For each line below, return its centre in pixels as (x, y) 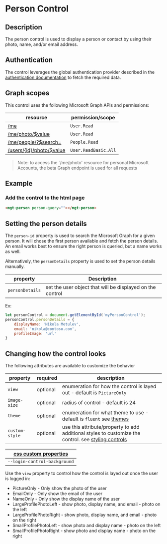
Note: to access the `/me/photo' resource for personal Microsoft (83, 162)
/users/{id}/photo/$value (37, 150)
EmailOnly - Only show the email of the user (57, 494)
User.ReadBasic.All (93, 150)
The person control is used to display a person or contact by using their (78, 39)
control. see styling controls (94, 440)
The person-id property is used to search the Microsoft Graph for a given (80, 236)
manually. (15, 267)
